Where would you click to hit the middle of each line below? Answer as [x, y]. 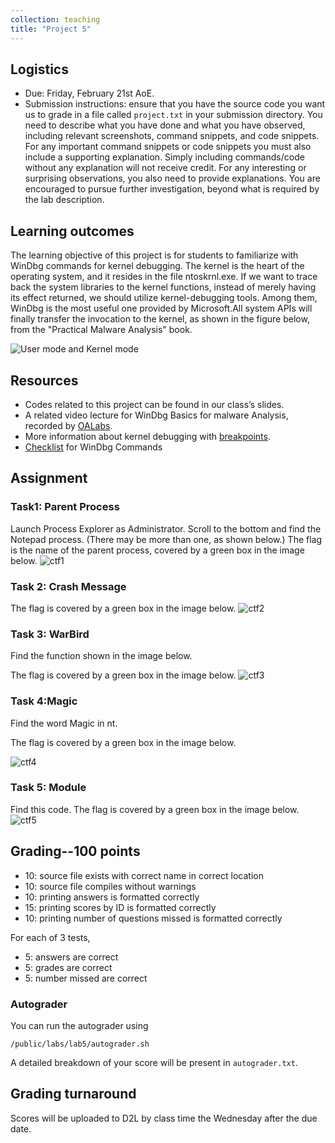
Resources [44, 380]
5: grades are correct [68, 967]
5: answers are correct [71, 957]
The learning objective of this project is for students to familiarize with [154, 255]
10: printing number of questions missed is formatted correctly [153, 918]
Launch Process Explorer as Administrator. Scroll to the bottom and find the [166, 528]
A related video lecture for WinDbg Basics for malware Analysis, [156, 415]
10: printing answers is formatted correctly [112, 897]
